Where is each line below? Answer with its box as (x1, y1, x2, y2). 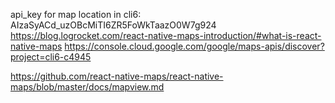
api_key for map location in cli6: (10, 9, 142, 20)
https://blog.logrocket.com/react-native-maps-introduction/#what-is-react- (10, 30, 322, 41)
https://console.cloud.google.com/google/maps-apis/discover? (64, 40, 325, 52)
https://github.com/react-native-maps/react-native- (10, 70, 224, 82)
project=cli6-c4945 (10, 51, 92, 63)
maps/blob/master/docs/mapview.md (10, 81, 165, 93)
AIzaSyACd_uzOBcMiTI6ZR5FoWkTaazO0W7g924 (10, 19, 217, 31)
